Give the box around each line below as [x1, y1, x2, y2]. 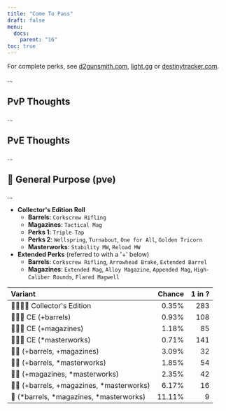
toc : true [7, 43, 36, 50]
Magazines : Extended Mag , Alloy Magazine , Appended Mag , [27, 265, 192, 274]
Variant [10, 289, 36, 299]
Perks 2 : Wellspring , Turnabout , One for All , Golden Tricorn [27, 235, 203, 244]
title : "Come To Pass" [7, 10, 73, 18]
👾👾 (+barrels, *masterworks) [10, 358, 106, 368]
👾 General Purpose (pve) [7, 174, 117, 186]
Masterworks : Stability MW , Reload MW [27, 243, 141, 251]
